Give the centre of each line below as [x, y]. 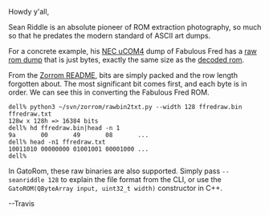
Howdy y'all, [29, 12]
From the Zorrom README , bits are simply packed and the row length [123, 75]
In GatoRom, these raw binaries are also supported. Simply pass [114, 171]
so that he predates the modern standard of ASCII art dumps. [110, 36]
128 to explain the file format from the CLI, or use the [135, 179]
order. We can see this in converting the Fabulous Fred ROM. [109, 92]
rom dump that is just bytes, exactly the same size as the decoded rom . [126, 60]
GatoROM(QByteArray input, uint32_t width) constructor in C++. [116, 188]
